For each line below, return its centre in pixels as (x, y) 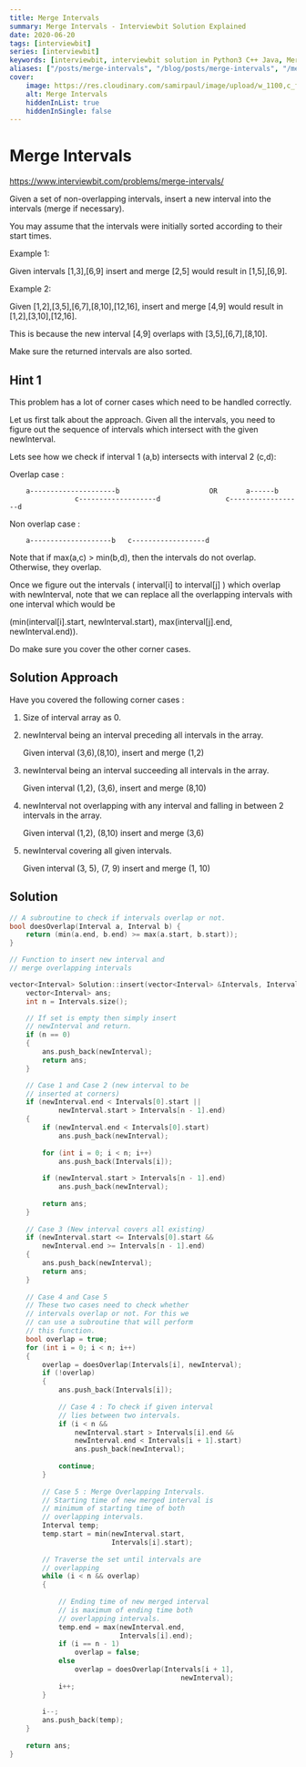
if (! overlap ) (69, 1373)
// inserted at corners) (73, 1094)
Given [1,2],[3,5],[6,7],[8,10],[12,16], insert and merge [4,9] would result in (147, 307)
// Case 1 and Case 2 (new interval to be (107, 1085)
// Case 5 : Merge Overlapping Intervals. (124, 1491)
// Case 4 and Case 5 (66, 1297)
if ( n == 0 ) (48, 1035)
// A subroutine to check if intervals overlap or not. (117, 918)
